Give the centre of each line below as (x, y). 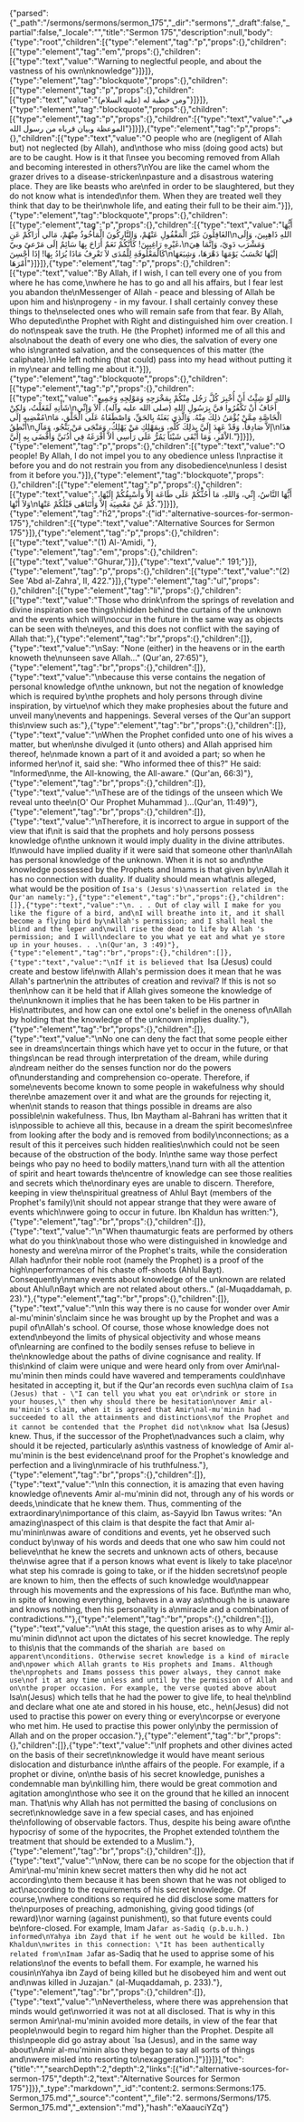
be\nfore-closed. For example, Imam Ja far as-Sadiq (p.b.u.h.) (129, 1928)
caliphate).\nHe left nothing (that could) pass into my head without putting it (151, 360)
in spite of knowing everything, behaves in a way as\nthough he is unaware (150, 1599)
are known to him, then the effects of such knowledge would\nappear (139, 1580)
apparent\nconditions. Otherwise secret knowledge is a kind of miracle (149, 1656)
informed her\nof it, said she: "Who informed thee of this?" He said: (135, 763)
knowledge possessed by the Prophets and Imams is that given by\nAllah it (149, 869)
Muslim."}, (176, 1841)
